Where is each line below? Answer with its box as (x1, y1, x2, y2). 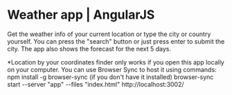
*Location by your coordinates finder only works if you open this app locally (7, 58, 225, 66)
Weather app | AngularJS (7, 7, 155, 23)
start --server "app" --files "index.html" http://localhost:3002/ (7, 80, 185, 88)
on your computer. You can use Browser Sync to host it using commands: (7, 65, 217, 74)
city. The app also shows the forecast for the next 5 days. (7, 44, 172, 53)
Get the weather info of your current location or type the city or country (7, 30, 211, 38)
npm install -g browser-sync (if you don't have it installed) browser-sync (7, 73, 214, 81)
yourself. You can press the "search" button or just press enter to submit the (7, 37, 225, 45)
